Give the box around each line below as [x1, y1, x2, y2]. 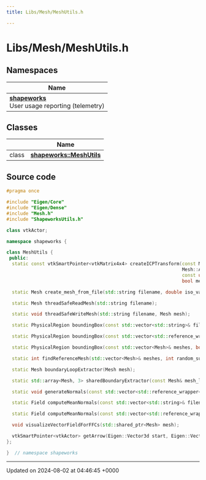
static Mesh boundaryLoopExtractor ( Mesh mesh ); [12, 366, 136, 373]
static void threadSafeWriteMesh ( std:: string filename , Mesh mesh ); [12, 311, 191, 317]
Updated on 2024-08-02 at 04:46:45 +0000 [6, 466, 120, 474]
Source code [6, 171, 56, 182]
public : [9, 255, 29, 261]
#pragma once [6, 188, 40, 194]
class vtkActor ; [6, 227, 48, 233]
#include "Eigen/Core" [6, 199, 64, 206]
